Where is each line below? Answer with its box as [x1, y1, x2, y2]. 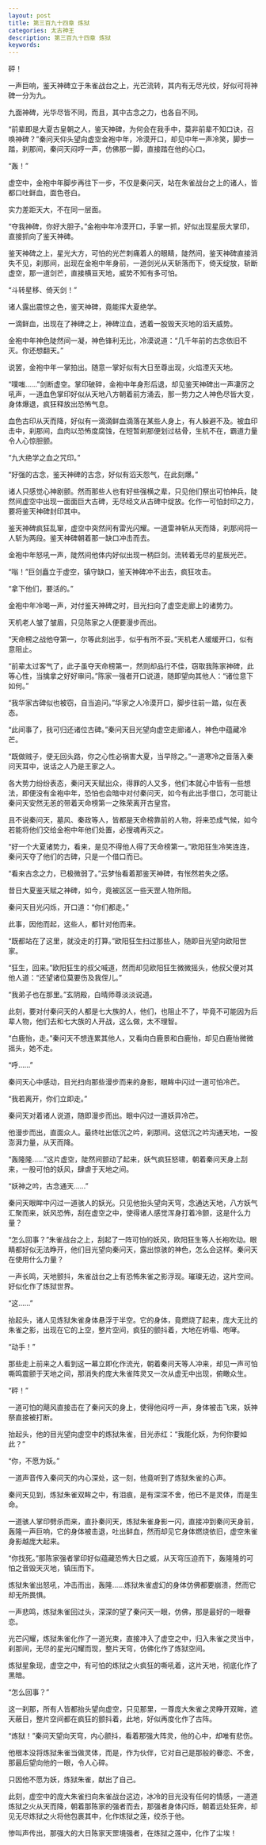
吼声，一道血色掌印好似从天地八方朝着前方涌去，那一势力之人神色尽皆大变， [8, 390, 258, 399]
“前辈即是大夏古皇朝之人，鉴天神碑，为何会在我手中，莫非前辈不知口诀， [8, 125, 248, 134]
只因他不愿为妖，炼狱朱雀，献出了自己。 [8, 1775, 140, 1785]
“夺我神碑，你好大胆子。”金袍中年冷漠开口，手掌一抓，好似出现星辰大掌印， [8, 221, 254, 231]
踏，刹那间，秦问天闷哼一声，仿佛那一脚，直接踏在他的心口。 [8, 144, 210, 154]
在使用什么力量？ [8, 1255, 64, 1265]
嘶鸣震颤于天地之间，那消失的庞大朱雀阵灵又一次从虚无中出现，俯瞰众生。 [8, 1369, 251, 1378]
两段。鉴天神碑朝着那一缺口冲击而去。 [28, 533, 154, 543]
